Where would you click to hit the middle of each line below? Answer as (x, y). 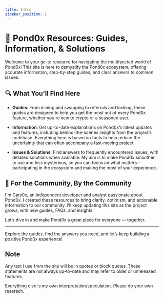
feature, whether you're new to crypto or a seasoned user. (71, 118)
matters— (131, 163)
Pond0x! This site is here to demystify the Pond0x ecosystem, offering (76, 67)
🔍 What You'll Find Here (43, 93)
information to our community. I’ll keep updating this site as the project (76, 205)
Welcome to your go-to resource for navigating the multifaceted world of (78, 62)
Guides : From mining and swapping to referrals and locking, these (79, 108)
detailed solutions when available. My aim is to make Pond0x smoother (83, 158)
